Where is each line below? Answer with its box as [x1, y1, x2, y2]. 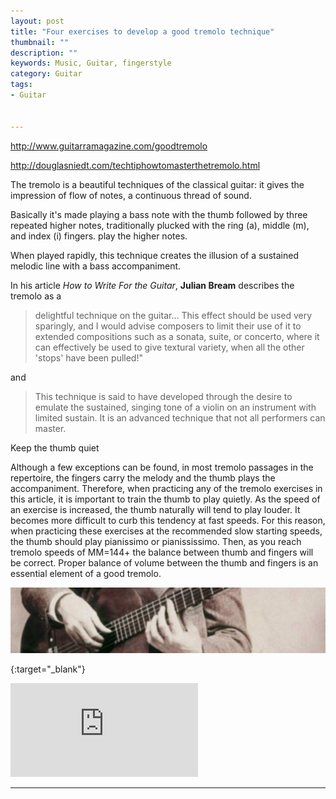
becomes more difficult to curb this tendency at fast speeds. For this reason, [10, 514, 326, 526]
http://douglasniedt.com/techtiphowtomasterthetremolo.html [10, 159, 261, 171]
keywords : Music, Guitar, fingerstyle [10, 58, 172, 69]
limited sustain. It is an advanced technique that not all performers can [34, 411, 326, 424]
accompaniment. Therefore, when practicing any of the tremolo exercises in [10, 482, 323, 494]
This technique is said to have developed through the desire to [34, 390, 293, 402]
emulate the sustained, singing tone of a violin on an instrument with [34, 401, 317, 413]
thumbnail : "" [10, 37, 70, 47]
